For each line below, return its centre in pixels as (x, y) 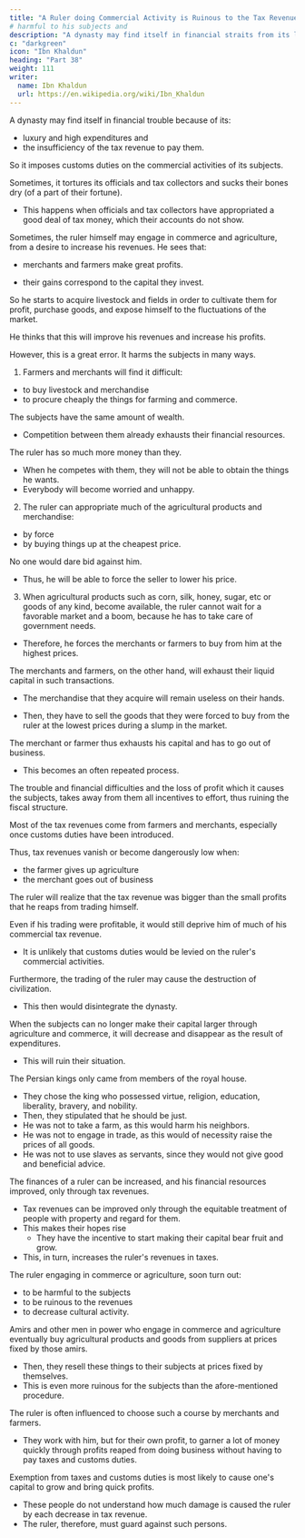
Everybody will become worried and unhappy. (108, 489)
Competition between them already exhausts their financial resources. (154, 434)
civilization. (30, 988)
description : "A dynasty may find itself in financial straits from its (150, 35)
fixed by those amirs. (49, 1349)
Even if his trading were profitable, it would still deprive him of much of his (148, 924)
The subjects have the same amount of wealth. (97, 417)
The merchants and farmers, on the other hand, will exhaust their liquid (142, 671)
